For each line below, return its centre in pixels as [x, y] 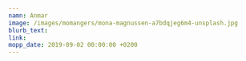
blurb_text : [28, 30]
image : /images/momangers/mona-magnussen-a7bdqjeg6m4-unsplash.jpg [123, 23]
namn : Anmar [28, 15]
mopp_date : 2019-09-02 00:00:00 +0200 [73, 45]
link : [17, 38]
